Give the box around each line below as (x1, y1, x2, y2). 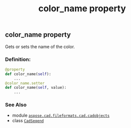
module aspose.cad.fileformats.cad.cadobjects (12, 112, 110, 118)
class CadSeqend (12, 118, 44, 124)
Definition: (5, 56, 31, 63)
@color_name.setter (5, 80, 45, 86)
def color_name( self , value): (5, 85, 67, 90)
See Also (5, 102, 27, 108)
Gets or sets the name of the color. (5, 44, 75, 50)
